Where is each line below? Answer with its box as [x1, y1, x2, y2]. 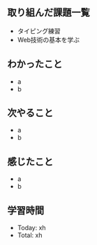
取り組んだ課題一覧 [7, 6, 90, 19]
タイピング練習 [17, 27, 61, 35]
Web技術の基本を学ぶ [17, 35, 80, 44]
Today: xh [17, 224, 47, 232]
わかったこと [7, 58, 63, 70]
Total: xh [17, 231, 43, 239]
